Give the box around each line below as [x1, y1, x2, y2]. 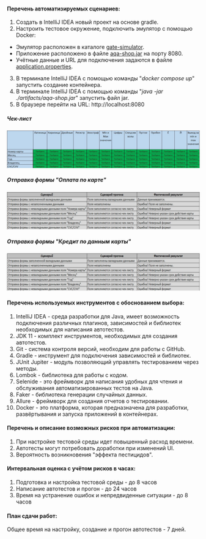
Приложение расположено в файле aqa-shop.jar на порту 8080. [15, 50, 183, 58]
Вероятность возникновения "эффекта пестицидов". [15, 451, 153, 458]
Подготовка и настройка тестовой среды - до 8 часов [15, 478, 158, 486]
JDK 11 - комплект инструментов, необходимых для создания [15, 332, 178, 339]
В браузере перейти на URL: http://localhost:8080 [15, 101, 145, 108]
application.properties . [15, 63, 73, 70]
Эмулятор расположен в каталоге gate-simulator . [15, 43, 144, 51]
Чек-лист [7, 115, 32, 122]
